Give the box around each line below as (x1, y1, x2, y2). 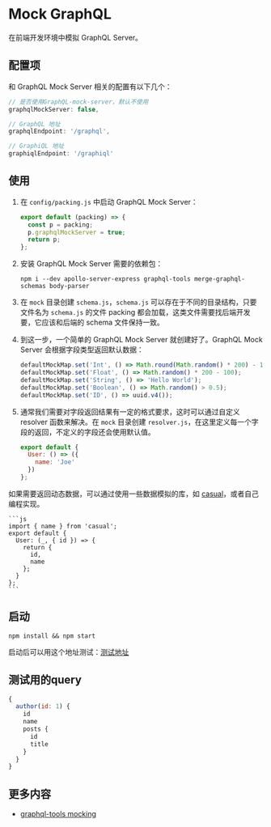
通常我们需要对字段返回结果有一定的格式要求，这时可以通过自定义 (19, 406, 240, 417)
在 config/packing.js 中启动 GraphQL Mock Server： (19, 197, 198, 206)
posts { (23, 725, 49, 733)
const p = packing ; (28, 220, 94, 229)
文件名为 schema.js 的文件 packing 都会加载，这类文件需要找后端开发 (19, 307, 251, 317)
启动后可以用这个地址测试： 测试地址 (8, 647, 129, 656)
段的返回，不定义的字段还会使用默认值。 (19, 426, 155, 437)
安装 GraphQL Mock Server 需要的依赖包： (19, 259, 163, 269)
